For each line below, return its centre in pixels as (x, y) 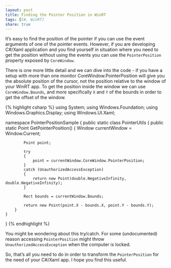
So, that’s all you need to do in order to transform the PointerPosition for (82, 254)
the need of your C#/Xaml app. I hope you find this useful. (66, 260)
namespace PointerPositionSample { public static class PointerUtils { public (84, 123)
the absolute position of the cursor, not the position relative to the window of (86, 81)
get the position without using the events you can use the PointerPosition (83, 55)
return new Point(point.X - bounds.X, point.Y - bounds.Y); (89, 205)
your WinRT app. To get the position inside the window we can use (76, 87)
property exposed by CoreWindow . (40, 60)
